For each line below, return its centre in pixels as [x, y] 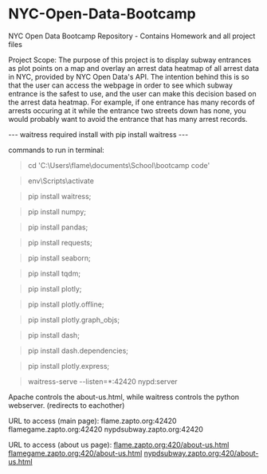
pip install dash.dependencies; [78, 351]
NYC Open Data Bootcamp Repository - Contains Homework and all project [132, 36]
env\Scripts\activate [61, 181]
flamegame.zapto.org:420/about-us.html [75, 453]
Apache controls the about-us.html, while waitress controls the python [124, 397]
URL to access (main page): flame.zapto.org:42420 [92, 421]
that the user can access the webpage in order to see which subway [121, 85]
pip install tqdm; [54, 273]
